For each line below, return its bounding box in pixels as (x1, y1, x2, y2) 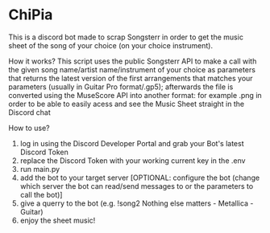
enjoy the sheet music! (19, 215, 96, 225)
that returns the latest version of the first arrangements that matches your (8, 73, 253, 83)
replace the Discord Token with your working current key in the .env (19, 155, 246, 166)
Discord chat (8, 107, 51, 117)
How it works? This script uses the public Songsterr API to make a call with (8, 56, 257, 66)
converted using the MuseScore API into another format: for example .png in (8, 90, 262, 100)
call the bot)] (19, 190, 63, 199)
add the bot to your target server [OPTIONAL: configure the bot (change (19, 173, 260, 182)
